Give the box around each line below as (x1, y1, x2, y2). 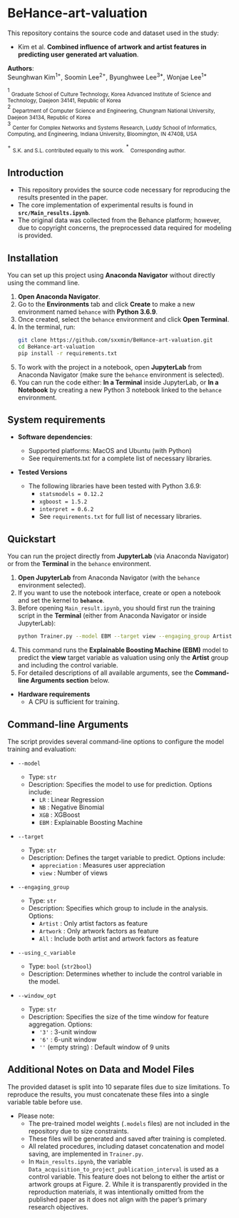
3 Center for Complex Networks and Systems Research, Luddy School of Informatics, (7, 120, 217, 132)
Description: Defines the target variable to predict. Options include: (28, 853, 226, 862)
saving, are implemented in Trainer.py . (28, 1149, 144, 1158)
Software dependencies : (17, 432, 93, 441)
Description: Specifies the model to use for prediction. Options (28, 780, 213, 788)
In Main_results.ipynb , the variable (28, 1157, 132, 1166)
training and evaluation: (7, 745, 76, 753)
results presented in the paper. (17, 193, 108, 202)
